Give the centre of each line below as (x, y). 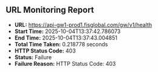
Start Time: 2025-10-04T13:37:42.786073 (67, 31)
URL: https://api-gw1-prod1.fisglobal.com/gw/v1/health (83, 24)
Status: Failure (33, 57)
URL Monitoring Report (50, 10)
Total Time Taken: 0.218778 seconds (61, 44)
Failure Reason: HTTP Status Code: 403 (65, 63)
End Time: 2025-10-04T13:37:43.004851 (66, 38)
